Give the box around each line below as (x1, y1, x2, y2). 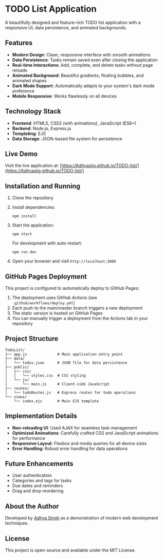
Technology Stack (5, 107, 61, 115)
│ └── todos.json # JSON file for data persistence (5, 360, 127, 365)
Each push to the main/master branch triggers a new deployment (12, 305, 143, 311)
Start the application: (12, 223, 54, 228)
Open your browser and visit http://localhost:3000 (12, 258, 116, 264)
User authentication (12, 472, 52, 478)
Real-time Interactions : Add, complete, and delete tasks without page (12, 62, 153, 68)
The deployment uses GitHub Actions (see (12, 295, 97, 300)
